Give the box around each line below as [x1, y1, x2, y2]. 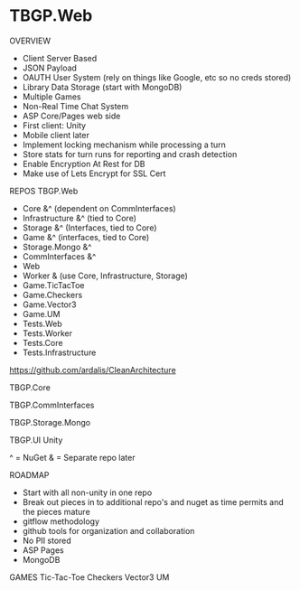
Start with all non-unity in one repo [22, 487, 153, 498]
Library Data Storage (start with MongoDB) [22, 81, 183, 92]
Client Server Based [22, 52, 98, 63]
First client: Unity [22, 119, 87, 131]
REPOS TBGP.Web [9, 185, 79, 196]
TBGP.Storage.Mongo [9, 417, 91, 427]
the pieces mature [22, 506, 90, 517]
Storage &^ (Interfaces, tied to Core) [22, 222, 157, 233]
